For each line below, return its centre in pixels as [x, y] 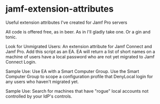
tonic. [11, 37]
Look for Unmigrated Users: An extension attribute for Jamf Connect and [79, 46]
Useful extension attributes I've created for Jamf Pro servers [66, 22]
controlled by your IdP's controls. [39, 96]
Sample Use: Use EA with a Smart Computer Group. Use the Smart [72, 71]
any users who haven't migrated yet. [42, 82]
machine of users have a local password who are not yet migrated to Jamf [80, 56]
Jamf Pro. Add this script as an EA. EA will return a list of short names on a [80, 52]
